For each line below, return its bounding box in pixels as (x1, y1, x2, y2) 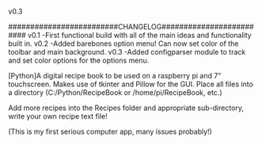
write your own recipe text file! (8, 112, 108, 121)
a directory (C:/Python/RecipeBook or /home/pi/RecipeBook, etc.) (8, 88, 222, 97)
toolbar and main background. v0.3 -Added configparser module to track (8, 47, 246, 56)
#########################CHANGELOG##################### (8, 22, 255, 31)
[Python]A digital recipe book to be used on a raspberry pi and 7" (8, 71, 222, 80)
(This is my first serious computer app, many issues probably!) (8, 127, 212, 136)
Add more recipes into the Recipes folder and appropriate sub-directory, (8, 103, 244, 112)
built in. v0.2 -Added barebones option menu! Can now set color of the (8, 39, 239, 48)
